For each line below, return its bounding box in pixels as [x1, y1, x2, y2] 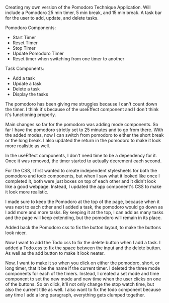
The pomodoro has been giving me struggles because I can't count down [5, 101, 157, 107]
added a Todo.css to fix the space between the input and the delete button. [5, 245, 161, 251]
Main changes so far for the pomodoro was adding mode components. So [5, 122, 158, 127]
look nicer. [5, 230, 27, 236]
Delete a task [12, 86, 40, 92]
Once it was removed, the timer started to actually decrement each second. [5, 158, 162, 164]
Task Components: [5, 65, 44, 71]
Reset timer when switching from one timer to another [12, 56, 125, 62]
